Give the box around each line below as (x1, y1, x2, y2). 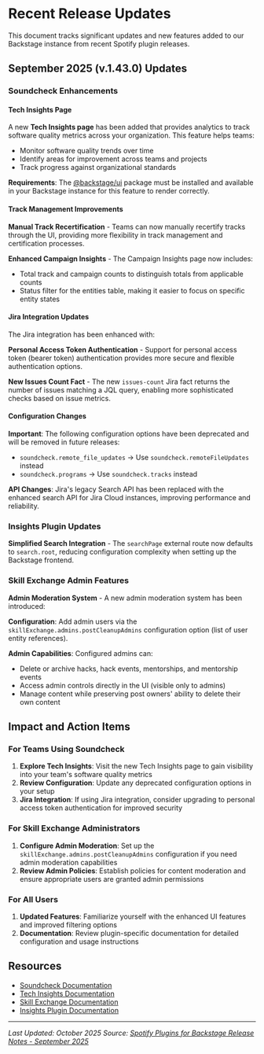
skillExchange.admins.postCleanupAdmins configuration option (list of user (8, 625, 248, 634)
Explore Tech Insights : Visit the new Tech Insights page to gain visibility (19, 761, 254, 771)
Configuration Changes (8, 411, 86, 421)
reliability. (8, 501, 39, 511)
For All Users (8, 894, 59, 905)
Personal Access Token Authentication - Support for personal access (8, 345, 237, 354)
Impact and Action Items (8, 720, 131, 734)
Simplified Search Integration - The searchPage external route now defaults (8, 539, 254, 548)
